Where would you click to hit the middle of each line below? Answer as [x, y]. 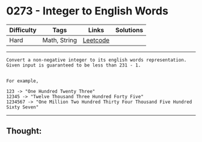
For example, [23, 81]
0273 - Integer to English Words [87, 11]
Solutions [129, 30]
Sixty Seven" [23, 107]
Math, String [60, 40]
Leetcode [96, 40]
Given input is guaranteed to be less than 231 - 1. [74, 65]
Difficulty [23, 30]
